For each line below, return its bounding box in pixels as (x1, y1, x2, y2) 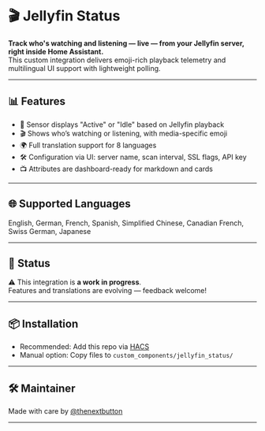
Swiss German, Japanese (8, 226, 91, 236)
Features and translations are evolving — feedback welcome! (8, 286, 207, 295)
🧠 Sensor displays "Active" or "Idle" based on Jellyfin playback (19, 120, 225, 129)
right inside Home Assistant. (8, 46, 104, 56)
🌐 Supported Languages (8, 197, 132, 210)
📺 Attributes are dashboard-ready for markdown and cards (19, 164, 213, 173)
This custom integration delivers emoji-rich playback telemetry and (8, 55, 226, 65)
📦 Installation (8, 317, 79, 330)
